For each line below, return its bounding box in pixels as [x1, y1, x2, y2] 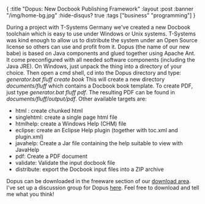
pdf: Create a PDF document [15, 153, 88, 160]
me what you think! [6, 191, 54, 198]
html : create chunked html [15, 107, 83, 114]
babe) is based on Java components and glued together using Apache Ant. [6, 50, 196, 57]
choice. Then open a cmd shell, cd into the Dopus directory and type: [6, 69, 182, 76]
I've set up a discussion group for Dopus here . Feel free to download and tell [6, 184, 199, 191]
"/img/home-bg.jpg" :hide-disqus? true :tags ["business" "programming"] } [6, 12, 196, 19]
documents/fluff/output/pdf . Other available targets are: [6, 95, 147, 102]
